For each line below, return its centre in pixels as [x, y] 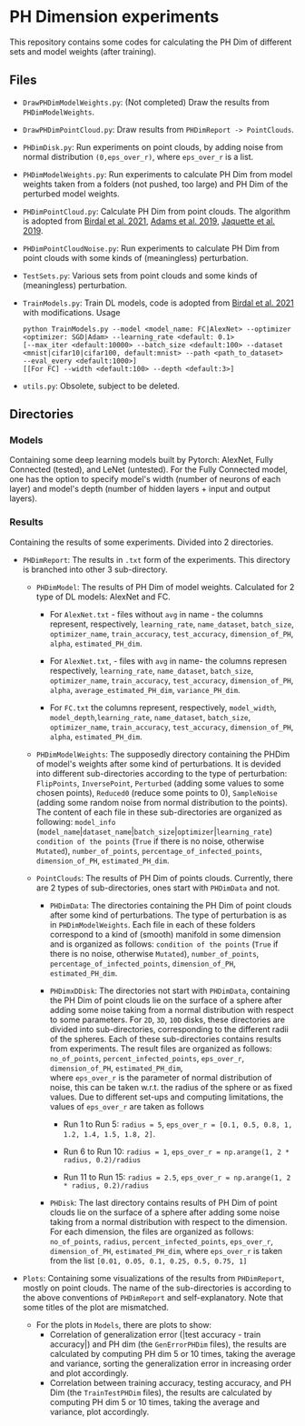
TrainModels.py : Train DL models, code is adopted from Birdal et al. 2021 [158, 303]
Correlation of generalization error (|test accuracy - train [155, 1334]
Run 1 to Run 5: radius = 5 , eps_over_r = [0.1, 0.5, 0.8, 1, [178, 1124]
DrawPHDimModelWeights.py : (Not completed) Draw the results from [146, 102]
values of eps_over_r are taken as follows [127, 1106]
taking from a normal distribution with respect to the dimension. [168, 1221]
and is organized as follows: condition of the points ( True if [164, 944]
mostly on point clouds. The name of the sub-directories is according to [157, 1288]
